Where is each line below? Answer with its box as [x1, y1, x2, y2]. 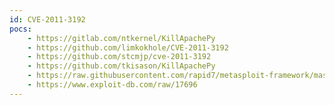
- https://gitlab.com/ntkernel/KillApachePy [27, 33, 216, 43]
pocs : [9, 24, 32, 34]
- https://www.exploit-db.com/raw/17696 [27, 80, 198, 90]
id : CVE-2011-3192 [9, 14, 86, 25]
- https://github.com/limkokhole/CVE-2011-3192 [27, 42, 229, 53]
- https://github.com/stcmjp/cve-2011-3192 [27, 52, 212, 62]
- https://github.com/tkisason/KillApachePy [27, 61, 216, 71]
